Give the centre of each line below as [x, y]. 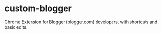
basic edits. [16, 27]
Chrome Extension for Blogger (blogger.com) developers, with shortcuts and [81, 22]
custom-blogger [38, 8]
